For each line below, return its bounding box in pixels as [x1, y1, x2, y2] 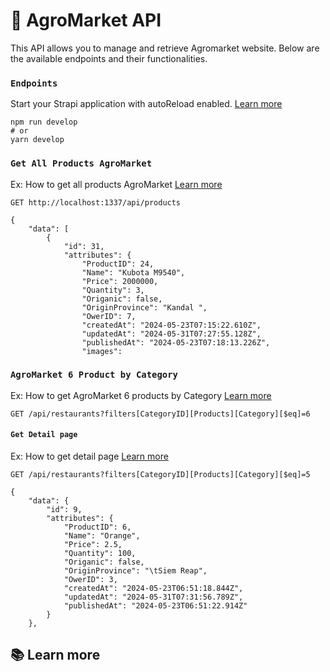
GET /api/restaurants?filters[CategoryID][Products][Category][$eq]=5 [10, 470, 311, 480]
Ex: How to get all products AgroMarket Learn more [10, 178, 223, 190]
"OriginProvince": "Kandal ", [81, 302, 208, 313]
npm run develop [10, 117, 78, 128]
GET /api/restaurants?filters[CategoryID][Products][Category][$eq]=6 [10, 409, 311, 419]
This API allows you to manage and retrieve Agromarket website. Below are [10, 42, 320, 54]
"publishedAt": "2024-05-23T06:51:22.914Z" [63, 601, 248, 611]
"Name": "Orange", [63, 531, 141, 541]
